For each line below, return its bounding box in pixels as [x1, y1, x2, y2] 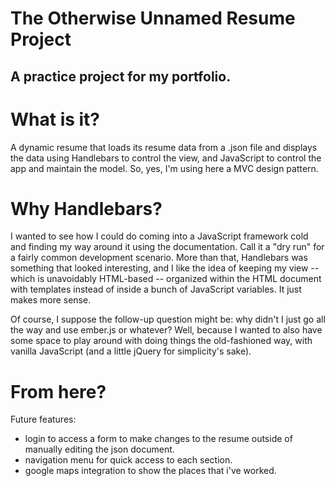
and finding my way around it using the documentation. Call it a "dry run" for [10, 241, 325, 253]
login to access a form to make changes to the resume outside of [24, 433, 293, 445]
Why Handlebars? [10, 197, 163, 220]
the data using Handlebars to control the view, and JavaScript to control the [10, 152, 322, 164]
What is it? [10, 108, 101, 131]
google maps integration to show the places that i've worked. [24, 465, 277, 477]
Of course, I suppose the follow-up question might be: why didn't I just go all [10, 313, 326, 326]
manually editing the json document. [24, 443, 175, 456]
